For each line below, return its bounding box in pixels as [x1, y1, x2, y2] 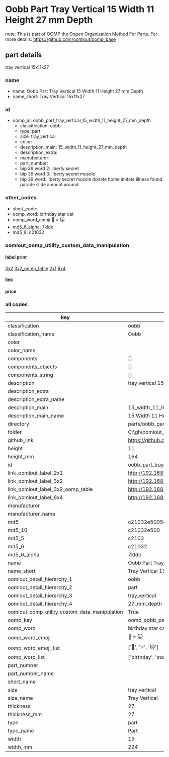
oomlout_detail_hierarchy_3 [8, 592, 72, 599]
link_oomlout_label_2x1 [8, 469, 63, 476]
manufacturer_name [8, 511, 56, 518]
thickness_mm [8, 711, 42, 718]
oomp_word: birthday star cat [12, 211, 74, 217]
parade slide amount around [20, 182, 79, 188]
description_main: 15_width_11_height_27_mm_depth [20, 144, 127, 150]
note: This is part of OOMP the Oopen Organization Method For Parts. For [5, 31, 157, 37]
